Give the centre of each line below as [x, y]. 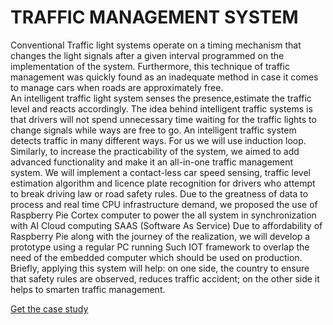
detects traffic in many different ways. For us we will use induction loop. [158, 140]
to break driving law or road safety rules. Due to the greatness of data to [159, 193]
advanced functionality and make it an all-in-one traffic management [152, 162]
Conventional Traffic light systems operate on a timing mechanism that [156, 45]
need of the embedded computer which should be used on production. [156, 257]
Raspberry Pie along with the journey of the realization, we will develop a [160, 236]
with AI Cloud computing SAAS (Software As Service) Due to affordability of [166, 225]
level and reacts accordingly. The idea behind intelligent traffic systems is [161, 108]
